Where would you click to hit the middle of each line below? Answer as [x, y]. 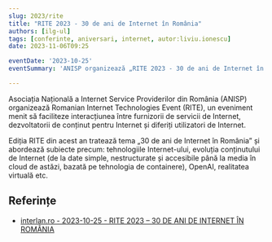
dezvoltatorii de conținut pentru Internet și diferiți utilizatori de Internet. [127, 125]
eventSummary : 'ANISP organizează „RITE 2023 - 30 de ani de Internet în [136, 69]
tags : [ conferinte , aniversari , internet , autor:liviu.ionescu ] [120, 39]
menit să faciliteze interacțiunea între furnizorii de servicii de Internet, [125, 116]
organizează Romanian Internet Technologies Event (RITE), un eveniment [131, 108]
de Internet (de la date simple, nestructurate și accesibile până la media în [132, 158]
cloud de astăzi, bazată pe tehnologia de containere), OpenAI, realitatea [129, 166]
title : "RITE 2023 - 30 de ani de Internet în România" [105, 24]
